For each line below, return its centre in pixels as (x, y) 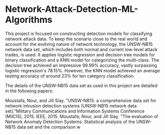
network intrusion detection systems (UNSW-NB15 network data (71, 106)
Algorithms (29, 20)
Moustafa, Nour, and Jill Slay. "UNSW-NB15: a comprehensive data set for (81, 100)
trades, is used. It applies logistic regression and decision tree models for (80, 55)
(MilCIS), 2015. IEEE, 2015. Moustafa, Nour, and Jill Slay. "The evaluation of (82, 116)
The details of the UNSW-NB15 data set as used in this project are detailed (81, 85)
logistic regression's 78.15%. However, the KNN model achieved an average (82, 70)
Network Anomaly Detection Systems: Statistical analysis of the (70, 122)
